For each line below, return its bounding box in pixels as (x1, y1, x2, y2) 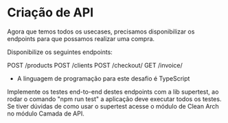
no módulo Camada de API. (7, 109, 84, 118)
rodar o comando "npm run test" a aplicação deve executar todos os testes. (7, 94, 222, 103)
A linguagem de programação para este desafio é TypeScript (16, 74, 190, 83)
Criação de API (7, 5, 94, 20)
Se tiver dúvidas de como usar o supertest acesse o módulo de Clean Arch (7, 102, 220, 110)
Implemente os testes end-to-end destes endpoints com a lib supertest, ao (7, 87, 219, 96)
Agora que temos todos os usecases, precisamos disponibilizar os (7, 27, 195, 36)
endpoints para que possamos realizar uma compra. (7, 34, 155, 42)
